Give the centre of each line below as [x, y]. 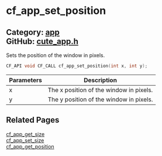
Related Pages [33, 120]
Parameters [25, 80]
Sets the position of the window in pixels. [56, 55]
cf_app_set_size [25, 140]
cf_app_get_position [30, 146]
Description [100, 80]
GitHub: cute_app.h [42, 41]
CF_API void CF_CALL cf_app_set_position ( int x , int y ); [77, 66]
